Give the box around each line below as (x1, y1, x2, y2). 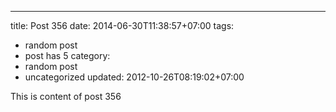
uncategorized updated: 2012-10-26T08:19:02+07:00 (24, 71, 245, 83)
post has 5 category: (24, 50, 111, 61)
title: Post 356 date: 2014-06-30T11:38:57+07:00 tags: (10, 20, 235, 31)
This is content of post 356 (10, 91, 122, 102)
